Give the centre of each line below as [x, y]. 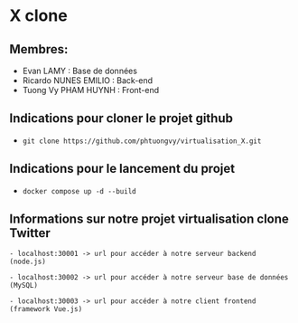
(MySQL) [24, 286]
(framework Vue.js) [46, 309]
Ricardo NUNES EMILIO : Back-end [88, 81]
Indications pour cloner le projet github [121, 119]
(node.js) [28, 262]
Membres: [39, 49]
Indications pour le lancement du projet [122, 169]
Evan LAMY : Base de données [80, 71]
